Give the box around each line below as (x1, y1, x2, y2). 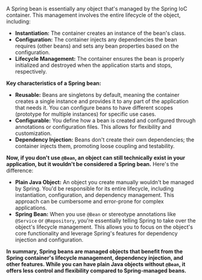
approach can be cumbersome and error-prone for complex (14, 198, 164, 205)
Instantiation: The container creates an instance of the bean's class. (14, 30, 186, 37)
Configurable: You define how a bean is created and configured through (14, 117, 196, 124)
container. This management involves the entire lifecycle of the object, (6, 11, 181, 19)
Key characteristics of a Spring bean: (6, 79, 101, 87)
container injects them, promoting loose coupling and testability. (14, 143, 175, 149)
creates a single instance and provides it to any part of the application (14, 98, 189, 105)
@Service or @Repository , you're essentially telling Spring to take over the (14, 217, 196, 224)
